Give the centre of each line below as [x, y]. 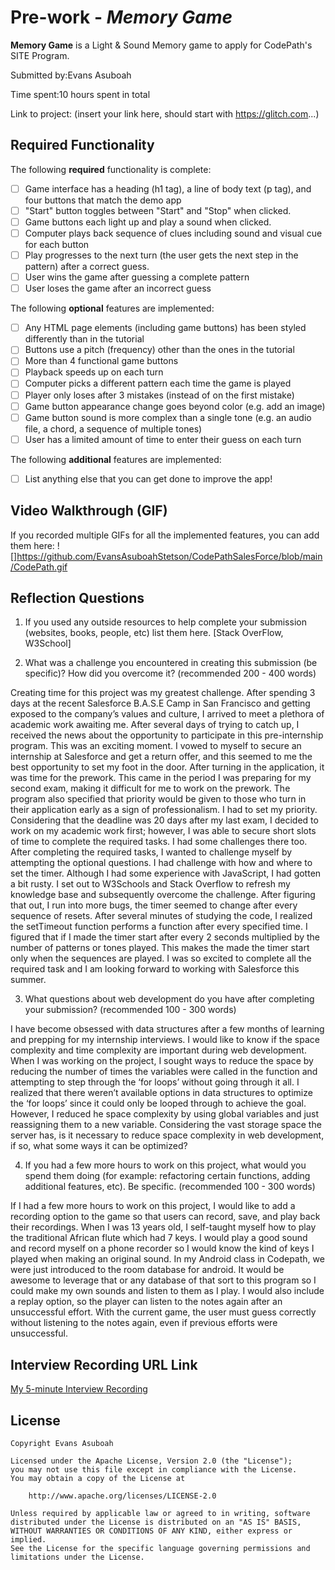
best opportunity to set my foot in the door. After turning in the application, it [167, 767]
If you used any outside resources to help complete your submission [165, 622]
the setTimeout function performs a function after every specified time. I [159, 927]
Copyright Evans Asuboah [62, 1444]
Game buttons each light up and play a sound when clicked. [148, 222]
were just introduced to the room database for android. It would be [147, 1270]
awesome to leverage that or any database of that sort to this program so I [163, 1280]
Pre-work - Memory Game [121, 17]
